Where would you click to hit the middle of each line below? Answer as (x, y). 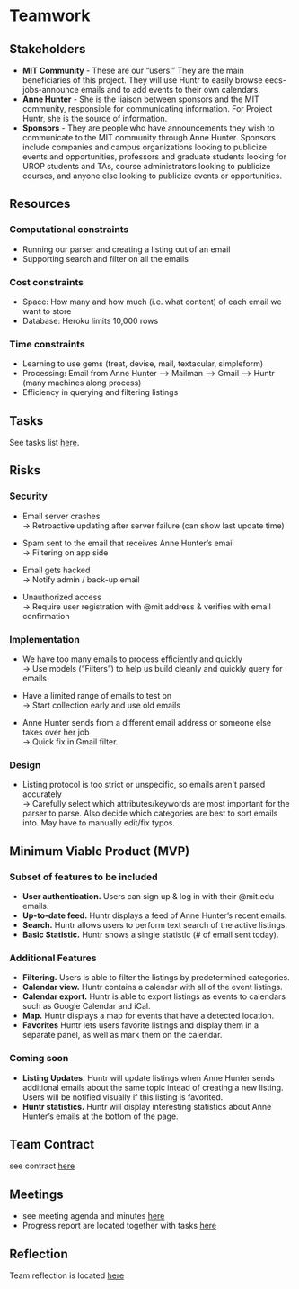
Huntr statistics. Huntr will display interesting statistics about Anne (147, 1106)
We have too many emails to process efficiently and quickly (132, 659)
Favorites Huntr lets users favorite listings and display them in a (140, 1025)
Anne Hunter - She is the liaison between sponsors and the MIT (141, 99)
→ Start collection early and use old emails (101, 705)
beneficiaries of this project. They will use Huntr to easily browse (142, 80)
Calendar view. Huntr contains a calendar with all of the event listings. (152, 987)
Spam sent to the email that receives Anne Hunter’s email (128, 543)
